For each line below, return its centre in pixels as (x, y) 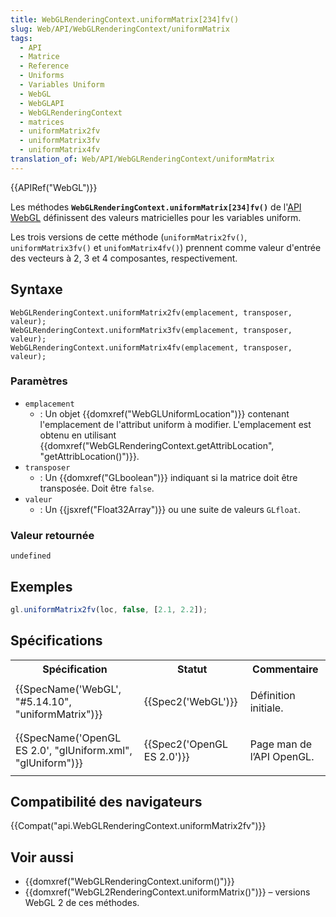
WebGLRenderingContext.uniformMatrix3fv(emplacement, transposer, (151, 330)
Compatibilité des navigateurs (106, 802)
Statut (192, 669)
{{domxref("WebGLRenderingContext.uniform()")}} (129, 882)
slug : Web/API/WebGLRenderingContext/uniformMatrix (120, 29)
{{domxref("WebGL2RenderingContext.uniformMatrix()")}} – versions (167, 892)
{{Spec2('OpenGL (186, 744)
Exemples (41, 586)
